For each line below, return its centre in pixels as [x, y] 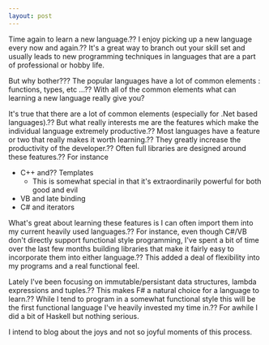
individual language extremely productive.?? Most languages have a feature [134, 131]
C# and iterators [47, 207]
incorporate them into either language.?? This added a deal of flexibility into [134, 257]
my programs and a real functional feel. [74, 265]
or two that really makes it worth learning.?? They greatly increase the [125, 140]
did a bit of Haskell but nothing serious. [74, 316]
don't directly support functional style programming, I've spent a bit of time [134, 239]
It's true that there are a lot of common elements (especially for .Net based [133, 114]
